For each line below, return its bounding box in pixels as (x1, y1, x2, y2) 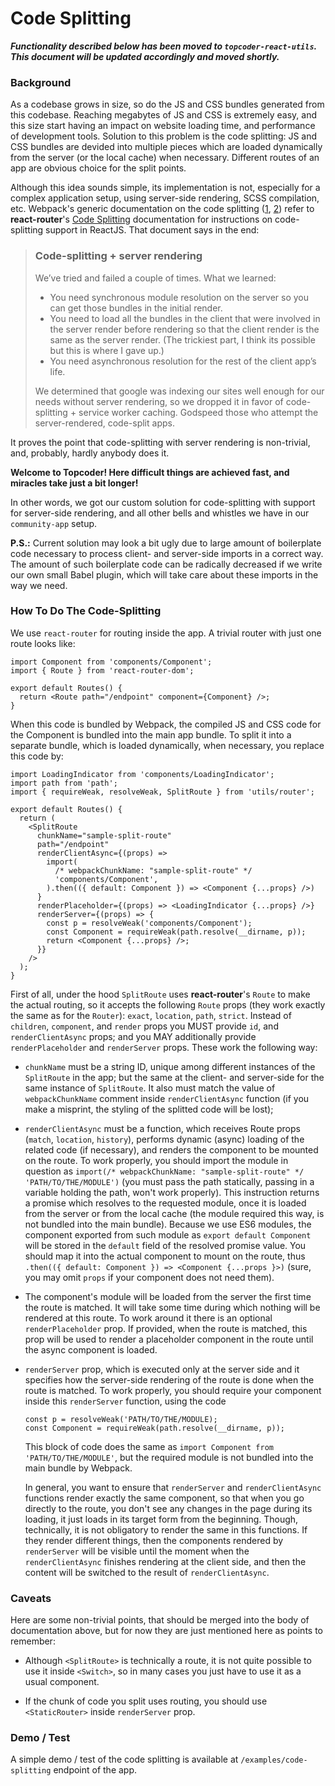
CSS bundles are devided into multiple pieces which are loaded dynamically (10, 141, 323, 153)
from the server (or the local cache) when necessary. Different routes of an (10, 152, 320, 164)
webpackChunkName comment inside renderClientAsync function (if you (24, 1092, 310, 1104)
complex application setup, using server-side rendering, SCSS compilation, (10, 192, 320, 204)
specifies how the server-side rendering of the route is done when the (24, 1373, 315, 1386)
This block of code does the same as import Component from (24, 1440, 274, 1452)
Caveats (10, 1591, 52, 1605)
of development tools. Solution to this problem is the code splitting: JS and (10, 130, 318, 142)
